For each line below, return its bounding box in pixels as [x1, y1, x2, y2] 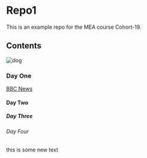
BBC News [6, 85, 33, 93]
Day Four [6, 127, 29, 135]
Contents [6, 41, 42, 51]
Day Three [6, 113, 33, 120]
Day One [6, 71, 32, 80]
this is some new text [6, 146, 59, 153]
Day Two [6, 99, 29, 106]
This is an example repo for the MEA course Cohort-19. [6, 23, 142, 31]
